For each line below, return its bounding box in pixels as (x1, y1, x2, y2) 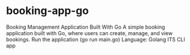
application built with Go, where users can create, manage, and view (6, 29, 173, 36)
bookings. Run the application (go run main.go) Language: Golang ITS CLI (6, 36, 185, 43)
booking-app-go (6, 4, 89, 18)
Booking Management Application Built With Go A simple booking (6, 23, 165, 30)
